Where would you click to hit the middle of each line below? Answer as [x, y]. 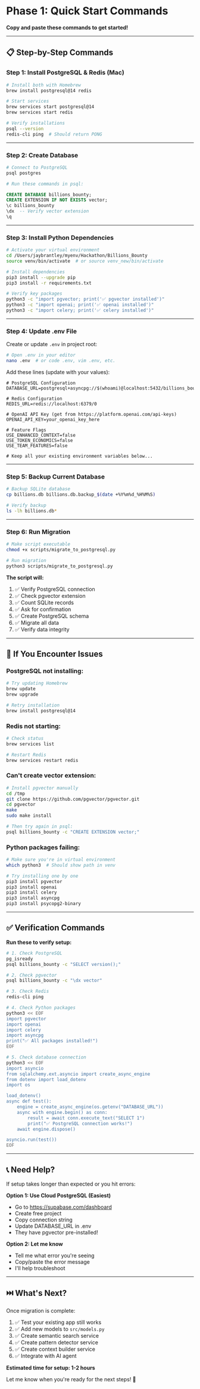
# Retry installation [33, 705]
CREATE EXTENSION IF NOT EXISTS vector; [57, 200]
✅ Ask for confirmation [43, 609]
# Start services [28, 101]
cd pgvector [21, 805]
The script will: [25, 578]
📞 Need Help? [31, 1170]
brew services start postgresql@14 [50, 107]
